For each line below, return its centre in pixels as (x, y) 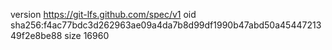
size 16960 (87, 35)
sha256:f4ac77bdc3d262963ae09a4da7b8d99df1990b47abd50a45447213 (166, 25)
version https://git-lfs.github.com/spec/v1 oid (103, 14)
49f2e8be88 (36, 35)
